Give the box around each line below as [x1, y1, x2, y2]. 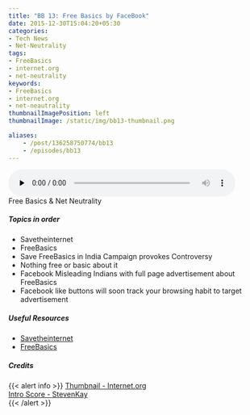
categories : [8, 27, 48, 35]
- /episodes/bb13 [23, 146, 81, 154]
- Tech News [8, 34, 48, 43]
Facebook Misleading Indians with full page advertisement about [19, 269, 235, 279]
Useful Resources [8, 313, 70, 323]
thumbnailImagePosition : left [8, 110, 110, 118]
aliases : [8, 132, 38, 140]
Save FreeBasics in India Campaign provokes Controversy [19, 252, 213, 262]
